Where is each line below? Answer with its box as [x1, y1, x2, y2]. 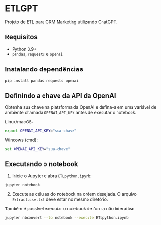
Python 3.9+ [12, 46, 37, 52]
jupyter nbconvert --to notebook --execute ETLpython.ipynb [5, 215, 129, 220]
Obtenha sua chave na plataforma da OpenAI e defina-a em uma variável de [5, 104, 157, 110]
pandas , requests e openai [12, 51, 63, 57]
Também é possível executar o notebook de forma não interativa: [5, 206, 135, 211]
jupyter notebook [5, 182, 40, 187]
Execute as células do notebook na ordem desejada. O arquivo [12, 191, 137, 197]
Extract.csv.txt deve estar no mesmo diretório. [12, 196, 108, 202]
